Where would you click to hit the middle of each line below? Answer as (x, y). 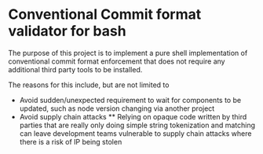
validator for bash (68, 31)
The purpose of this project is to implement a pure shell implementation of (128, 53)
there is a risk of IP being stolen (71, 141)
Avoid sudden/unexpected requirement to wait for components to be (130, 100)
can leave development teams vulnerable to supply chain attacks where (135, 133)
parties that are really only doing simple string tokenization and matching (137, 125)
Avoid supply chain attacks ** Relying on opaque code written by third (133, 116)
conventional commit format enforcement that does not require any (117, 61)
